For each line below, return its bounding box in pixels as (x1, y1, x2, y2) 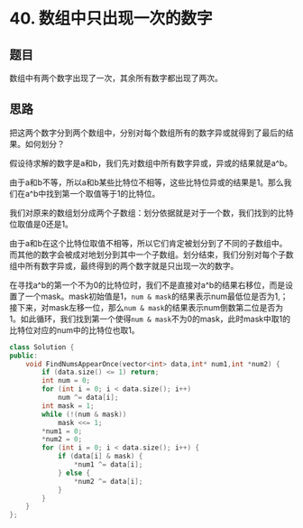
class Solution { (9, 342, 75, 352)
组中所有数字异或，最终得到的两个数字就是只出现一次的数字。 (9, 260, 239, 271)
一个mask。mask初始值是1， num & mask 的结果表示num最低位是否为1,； (24, 291, 289, 301)
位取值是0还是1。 (9, 218, 74, 229)
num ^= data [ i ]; (57, 394, 119, 403)
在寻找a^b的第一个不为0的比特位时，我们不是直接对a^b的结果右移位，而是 (9, 279, 286, 290)
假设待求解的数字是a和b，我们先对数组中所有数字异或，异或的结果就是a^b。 (9, 157, 293, 168)
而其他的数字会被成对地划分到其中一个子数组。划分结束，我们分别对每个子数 (9, 249, 294, 260)
